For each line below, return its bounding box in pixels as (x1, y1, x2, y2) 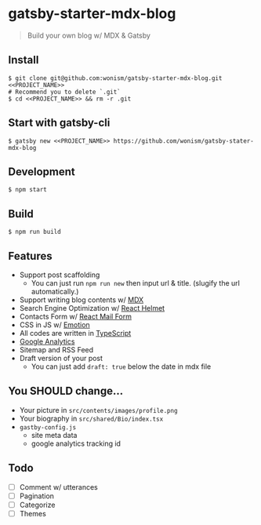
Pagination (19, 491, 55, 501)
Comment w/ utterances (19, 482, 98, 491)
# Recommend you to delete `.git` (8, 88, 121, 96)
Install (8, 53, 39, 67)
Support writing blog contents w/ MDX (19, 295, 144, 304)
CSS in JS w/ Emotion (19, 320, 90, 330)
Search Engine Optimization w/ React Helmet (19, 304, 165, 312)
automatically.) (31, 287, 79, 296)
